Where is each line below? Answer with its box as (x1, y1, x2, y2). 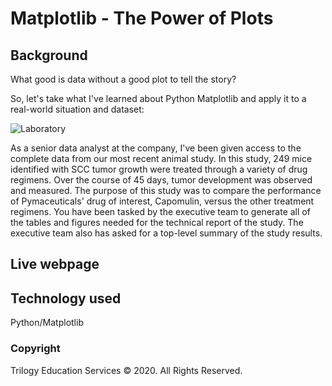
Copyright (10, 342, 61, 356)
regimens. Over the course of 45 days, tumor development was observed (10, 174, 313, 186)
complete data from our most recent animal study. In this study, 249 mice (10, 153, 313, 164)
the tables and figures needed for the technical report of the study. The (10, 217, 304, 228)
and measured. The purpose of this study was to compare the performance (10, 185, 322, 196)
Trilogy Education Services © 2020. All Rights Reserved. (10, 364, 243, 376)
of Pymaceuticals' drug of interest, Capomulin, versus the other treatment (10, 195, 315, 207)
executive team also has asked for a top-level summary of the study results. (10, 227, 323, 239)
